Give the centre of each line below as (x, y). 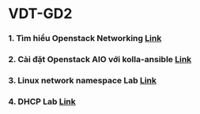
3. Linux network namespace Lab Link (82, 80)
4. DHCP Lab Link (42, 101)
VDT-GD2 (40, 14)
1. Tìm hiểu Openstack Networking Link (85, 39)
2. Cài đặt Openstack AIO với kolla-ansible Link (100, 60)
